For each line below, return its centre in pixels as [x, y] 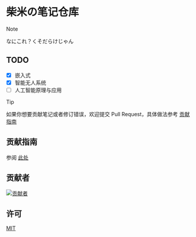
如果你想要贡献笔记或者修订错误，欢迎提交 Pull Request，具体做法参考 [92, 114]
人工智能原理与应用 [38, 90]
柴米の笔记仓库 [43, 12]
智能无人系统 [30, 82]
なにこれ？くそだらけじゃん [40, 41]
